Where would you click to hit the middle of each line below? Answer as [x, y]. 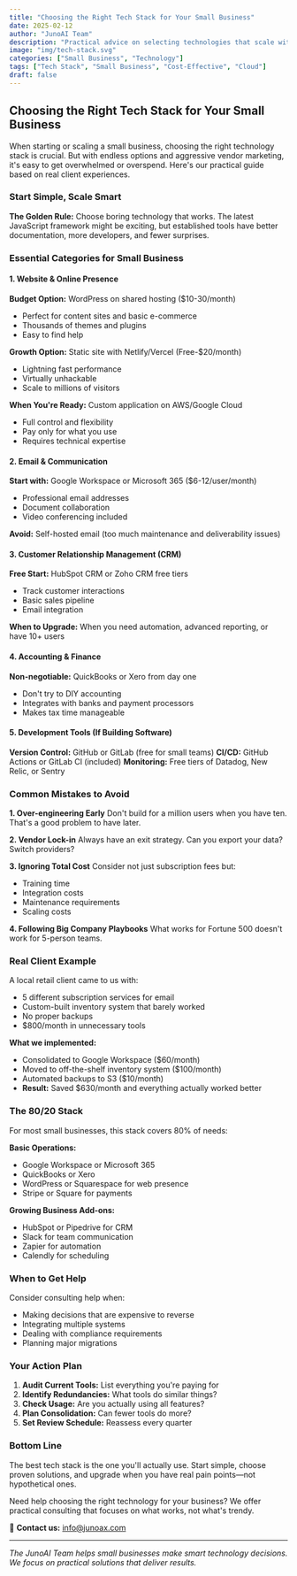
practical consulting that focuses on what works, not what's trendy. [132, 1511]
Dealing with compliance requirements [92, 1334]
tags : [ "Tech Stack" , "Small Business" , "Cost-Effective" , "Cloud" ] [138, 67]
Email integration [53, 610]
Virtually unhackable [59, 378]
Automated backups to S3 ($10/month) [93, 1079]
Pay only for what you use [69, 431]
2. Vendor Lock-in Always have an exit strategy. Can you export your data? [146, 840]
